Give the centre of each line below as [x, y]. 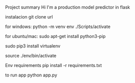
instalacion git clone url [29, 17]
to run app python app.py [31, 75]
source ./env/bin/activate [31, 55]
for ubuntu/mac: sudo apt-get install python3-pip [56, 36]
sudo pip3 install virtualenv [33, 46]
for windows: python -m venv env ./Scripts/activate [58, 26]
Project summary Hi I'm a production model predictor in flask [68, 7]
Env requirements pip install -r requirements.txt [54, 65]
